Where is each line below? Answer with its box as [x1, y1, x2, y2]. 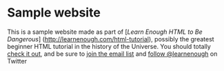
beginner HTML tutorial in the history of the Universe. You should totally [7, 42, 212, 50]
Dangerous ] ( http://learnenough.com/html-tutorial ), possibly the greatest [7, 34, 215, 43]
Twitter [7, 57, 28, 65]
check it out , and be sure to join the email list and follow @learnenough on [7, 50, 218, 58]
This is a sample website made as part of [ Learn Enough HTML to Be [7, 28, 203, 36]
